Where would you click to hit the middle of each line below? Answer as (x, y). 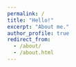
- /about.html (34, 53)
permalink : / (26, 14)
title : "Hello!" (30, 20)
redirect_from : (29, 40)
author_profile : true (38, 33)
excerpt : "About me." (38, 27)
